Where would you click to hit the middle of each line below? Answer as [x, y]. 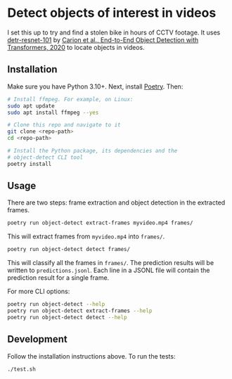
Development [38, 339]
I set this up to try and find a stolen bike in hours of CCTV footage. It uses [114, 32]
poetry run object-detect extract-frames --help [80, 311]
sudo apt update [31, 106]
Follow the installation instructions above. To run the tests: [91, 356]
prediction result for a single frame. [58, 278]
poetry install [30, 164]
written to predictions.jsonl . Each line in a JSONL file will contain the [109, 270]
